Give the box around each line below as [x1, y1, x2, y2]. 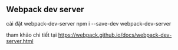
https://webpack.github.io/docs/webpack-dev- [58, 31, 172, 38]
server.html [6, 37, 34, 44]
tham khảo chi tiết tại [6, 31, 57, 38]
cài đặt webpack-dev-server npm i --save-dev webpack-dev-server [6, 20, 172, 27]
